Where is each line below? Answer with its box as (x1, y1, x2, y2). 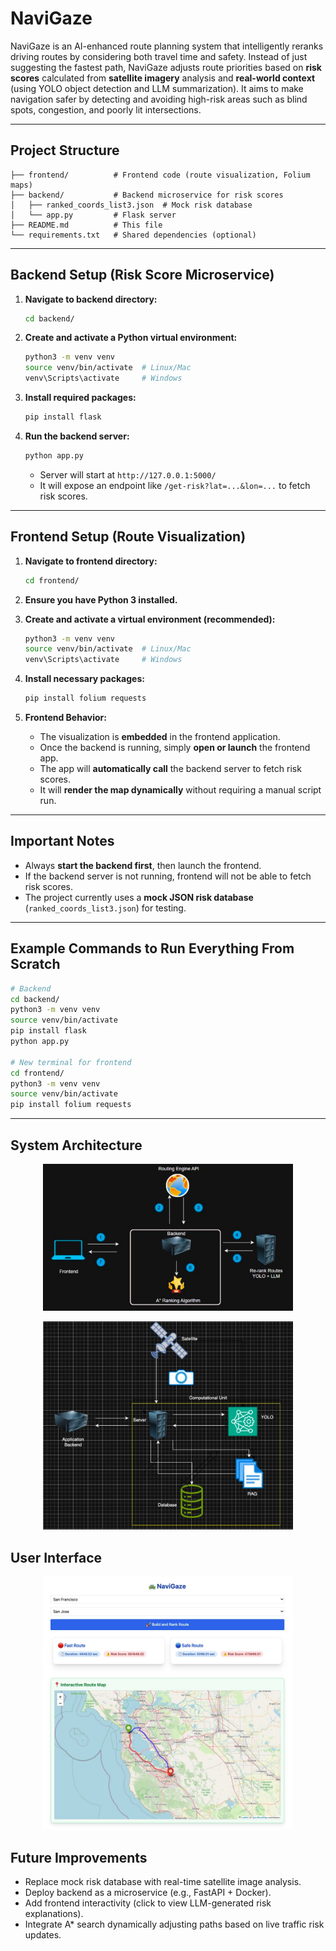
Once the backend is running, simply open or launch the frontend (39, 742, 311, 753)
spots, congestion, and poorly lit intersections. (10, 103, 202, 116)
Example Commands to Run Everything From (10, 940, 295, 957)
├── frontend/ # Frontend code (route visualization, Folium (10, 170, 311, 180)
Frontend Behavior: (24, 712, 107, 723)
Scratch (10, 956, 61, 973)
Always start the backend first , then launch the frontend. (24, 859, 262, 871)
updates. (24, 1929, 62, 1941)
